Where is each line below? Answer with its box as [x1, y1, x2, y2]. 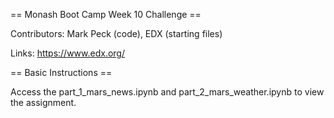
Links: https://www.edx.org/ [10, 47, 125, 59]
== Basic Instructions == [10, 67, 113, 78]
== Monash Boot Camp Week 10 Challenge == [10, 9, 202, 20]
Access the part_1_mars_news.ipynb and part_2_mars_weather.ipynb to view [10, 86, 325, 98]
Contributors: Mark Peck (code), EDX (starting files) [10, 28, 223, 39]
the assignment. [10, 97, 77, 108]
